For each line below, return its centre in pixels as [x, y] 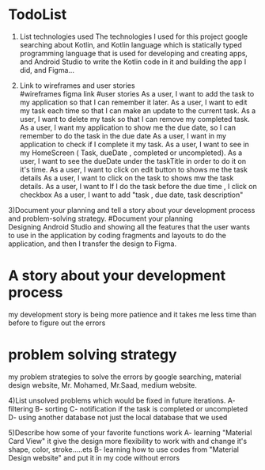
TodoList [38, 15]
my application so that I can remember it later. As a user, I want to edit [133, 102]
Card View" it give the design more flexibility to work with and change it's [128, 441]
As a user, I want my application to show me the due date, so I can [127, 127]
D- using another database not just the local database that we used [118, 417]
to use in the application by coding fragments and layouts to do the [117, 235]
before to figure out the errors [57, 323]
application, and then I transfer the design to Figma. [92, 244]
